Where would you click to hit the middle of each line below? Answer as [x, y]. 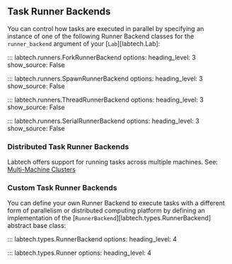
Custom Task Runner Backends [62, 188]
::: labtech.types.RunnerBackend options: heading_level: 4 [92, 239]
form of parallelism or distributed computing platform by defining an [106, 210]
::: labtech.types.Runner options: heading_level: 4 [80, 253]
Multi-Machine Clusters [42, 169]
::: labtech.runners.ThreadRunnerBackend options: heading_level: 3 [105, 100]
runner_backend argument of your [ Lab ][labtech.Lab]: [84, 43]
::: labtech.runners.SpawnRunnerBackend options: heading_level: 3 [105, 78]
